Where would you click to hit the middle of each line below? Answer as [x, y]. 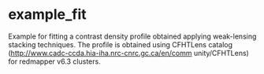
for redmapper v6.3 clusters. [54, 61]
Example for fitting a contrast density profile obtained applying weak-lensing [132, 36]
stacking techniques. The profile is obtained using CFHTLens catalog [121, 44]
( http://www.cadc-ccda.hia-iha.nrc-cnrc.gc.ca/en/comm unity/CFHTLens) [129, 53]
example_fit [47, 15]
